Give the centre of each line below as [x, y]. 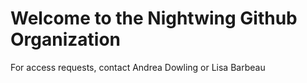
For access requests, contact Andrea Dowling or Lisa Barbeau [138, 67]
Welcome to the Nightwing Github [154, 18]
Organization [65, 39]
